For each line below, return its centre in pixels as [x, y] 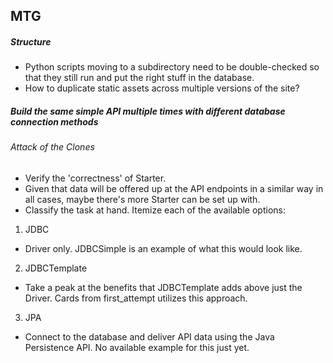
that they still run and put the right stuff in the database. [139, 78]
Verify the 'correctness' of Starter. [95, 178]
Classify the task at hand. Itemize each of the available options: [155, 210]
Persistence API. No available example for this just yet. [137, 347]
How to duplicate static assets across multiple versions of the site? [162, 88]
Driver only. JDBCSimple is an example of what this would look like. [163, 248]
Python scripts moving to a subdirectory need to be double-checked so [172, 67]
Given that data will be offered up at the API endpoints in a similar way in [174, 188]
